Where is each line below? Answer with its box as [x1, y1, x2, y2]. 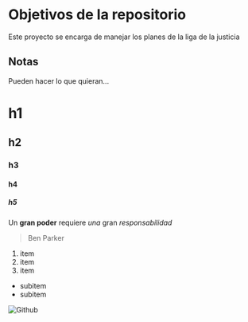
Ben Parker [27, 233, 65, 242]
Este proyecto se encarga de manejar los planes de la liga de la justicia [8, 32, 240, 41]
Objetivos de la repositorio [8, 6, 187, 24]
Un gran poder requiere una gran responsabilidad [8, 218, 172, 227]
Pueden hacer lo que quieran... [8, 76, 110, 85]
